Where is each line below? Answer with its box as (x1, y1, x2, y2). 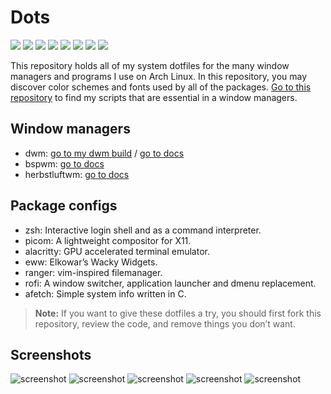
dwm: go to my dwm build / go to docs (24, 147, 185, 159)
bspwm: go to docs (24, 157, 105, 170)
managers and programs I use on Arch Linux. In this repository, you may (10, 70, 308, 82)
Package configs (10, 197, 118, 215)
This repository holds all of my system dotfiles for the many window (10, 59, 290, 71)
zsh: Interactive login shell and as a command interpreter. (24, 224, 262, 236)
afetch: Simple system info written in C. (24, 287, 187, 300)
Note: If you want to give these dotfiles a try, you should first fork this (34, 307, 322, 319)
